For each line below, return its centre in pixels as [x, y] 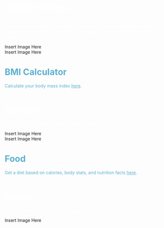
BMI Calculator [36, 72]
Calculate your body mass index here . [43, 86]
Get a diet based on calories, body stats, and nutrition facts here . [71, 172]
